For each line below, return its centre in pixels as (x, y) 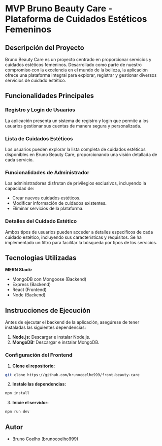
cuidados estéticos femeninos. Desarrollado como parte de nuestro (73, 65)
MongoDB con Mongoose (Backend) (49, 279)
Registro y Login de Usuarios (40, 110)
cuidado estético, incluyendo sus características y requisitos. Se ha (73, 237)
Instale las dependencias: (39, 384)
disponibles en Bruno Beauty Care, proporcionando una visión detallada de (81, 154)
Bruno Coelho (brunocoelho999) (45, 439)
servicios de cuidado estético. (36, 80)
